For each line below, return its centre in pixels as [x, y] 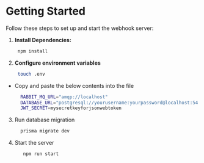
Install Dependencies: [43, 40]
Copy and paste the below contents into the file [74, 85]
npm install [33, 51]
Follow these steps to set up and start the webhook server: [80, 28]
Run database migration [45, 120]
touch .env [31, 74]
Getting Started [46, 11]
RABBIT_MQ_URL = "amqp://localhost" [64, 97]
